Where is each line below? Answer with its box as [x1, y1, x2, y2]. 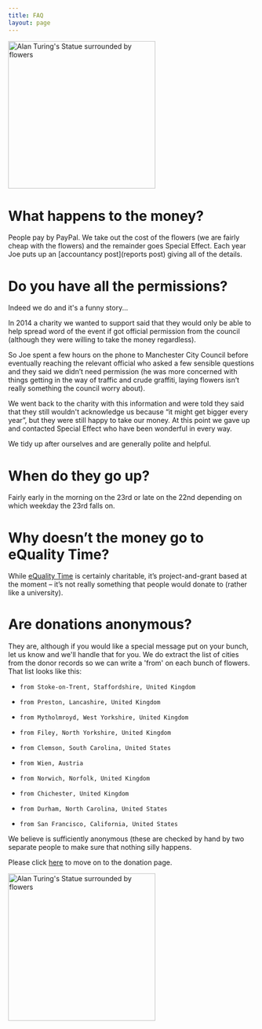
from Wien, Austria [19, 759, 84, 767]
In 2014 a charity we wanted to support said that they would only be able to [8, 318, 252, 328]
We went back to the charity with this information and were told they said [8, 399, 245, 409]
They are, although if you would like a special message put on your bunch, [8, 641, 249, 651]
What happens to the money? [8, 207, 204, 225]
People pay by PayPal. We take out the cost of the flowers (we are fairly [8, 233, 240, 242]
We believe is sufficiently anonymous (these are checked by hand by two [8, 834, 245, 843]
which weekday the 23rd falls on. [8, 501, 115, 511]
